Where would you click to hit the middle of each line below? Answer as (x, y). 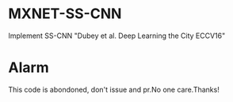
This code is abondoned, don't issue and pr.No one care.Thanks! (114, 89)
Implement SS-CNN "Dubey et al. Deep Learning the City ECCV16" (117, 36)
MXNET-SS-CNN (65, 14)
